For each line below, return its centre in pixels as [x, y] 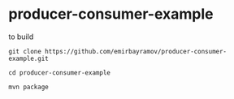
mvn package [28, 87]
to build [21, 37]
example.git [28, 58]
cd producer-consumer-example [60, 73]
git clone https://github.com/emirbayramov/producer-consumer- [118, 51]
